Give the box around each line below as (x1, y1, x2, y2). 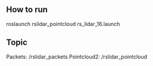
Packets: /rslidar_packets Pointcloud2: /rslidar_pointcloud (6, 53, 148, 60)
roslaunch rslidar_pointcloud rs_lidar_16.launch (6, 20, 120, 27)
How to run (6, 5, 48, 15)
